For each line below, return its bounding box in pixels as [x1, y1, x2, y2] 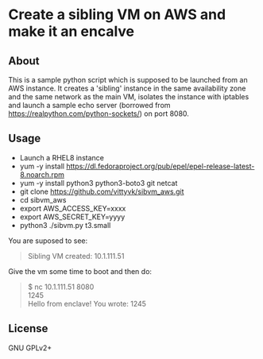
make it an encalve [8, 22, 135, 41]
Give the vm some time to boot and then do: [8, 266, 153, 276]
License [8, 322, 48, 335]
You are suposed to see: [8, 236, 88, 245]
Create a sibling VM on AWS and [8, 6, 226, 24]
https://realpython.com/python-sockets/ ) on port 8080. [8, 109, 189, 118]
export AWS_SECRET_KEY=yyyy [19, 212, 126, 222]
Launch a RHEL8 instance [19, 152, 105, 162]
